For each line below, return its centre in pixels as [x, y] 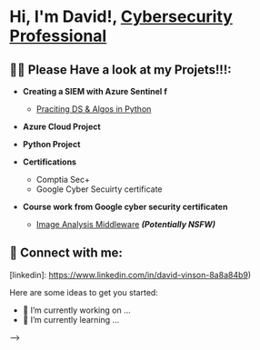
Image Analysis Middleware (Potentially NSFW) [126, 224]
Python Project [51, 144]
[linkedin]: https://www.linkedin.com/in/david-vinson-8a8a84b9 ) [130, 275]
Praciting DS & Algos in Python [94, 109]
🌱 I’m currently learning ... [71, 319]
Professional [58, 36]
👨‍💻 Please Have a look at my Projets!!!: [120, 70]
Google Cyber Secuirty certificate [99, 189]
